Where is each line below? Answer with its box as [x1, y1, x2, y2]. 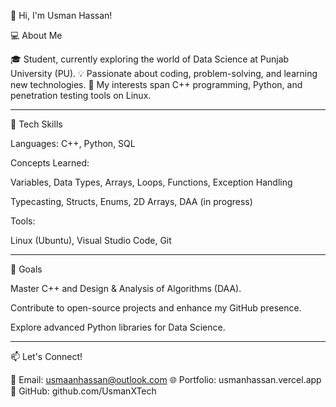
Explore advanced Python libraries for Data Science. [10, 321, 226, 333]
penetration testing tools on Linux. [10, 90, 152, 101]
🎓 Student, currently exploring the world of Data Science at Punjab [10, 53, 290, 65]
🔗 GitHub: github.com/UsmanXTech [10, 385, 157, 397]
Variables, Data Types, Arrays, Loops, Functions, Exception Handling [10, 176, 293, 188]
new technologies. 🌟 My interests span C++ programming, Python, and [10, 79, 303, 90]
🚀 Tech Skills [10, 118, 63, 130]
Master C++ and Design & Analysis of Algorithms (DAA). [10, 283, 242, 294]
